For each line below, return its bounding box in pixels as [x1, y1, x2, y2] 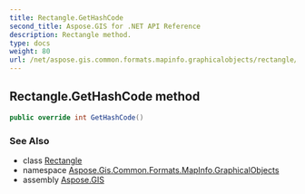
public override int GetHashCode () [9, 112, 144, 122]
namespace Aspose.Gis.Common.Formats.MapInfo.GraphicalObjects [22, 164, 280, 175]
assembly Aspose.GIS [22, 174, 104, 185]
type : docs [9, 38, 51, 48]
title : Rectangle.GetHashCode [9, 13, 124, 23]
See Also [9, 134, 50, 147]
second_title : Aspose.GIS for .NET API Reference [9, 22, 202, 31]
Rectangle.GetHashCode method [9, 89, 201, 104]
